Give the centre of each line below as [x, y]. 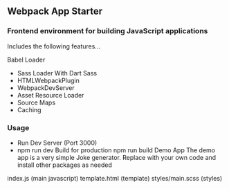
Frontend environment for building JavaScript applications [108, 31]
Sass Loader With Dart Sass [57, 73]
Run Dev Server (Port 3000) [57, 143]
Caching [29, 109]
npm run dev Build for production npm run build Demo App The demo [116, 150]
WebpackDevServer [46, 88]
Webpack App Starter [55, 11]
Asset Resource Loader [51, 95]
